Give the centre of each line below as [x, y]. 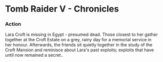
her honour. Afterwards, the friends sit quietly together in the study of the [79, 45]
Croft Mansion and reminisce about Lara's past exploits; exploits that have [80, 50]
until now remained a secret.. [34, 55]
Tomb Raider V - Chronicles [62, 9]
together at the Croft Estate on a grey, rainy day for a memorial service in [78, 40]
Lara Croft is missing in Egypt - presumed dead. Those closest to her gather [81, 34]
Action [13, 24]
